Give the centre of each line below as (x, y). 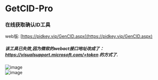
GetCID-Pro (29, 9)
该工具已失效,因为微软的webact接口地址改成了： (54, 49)
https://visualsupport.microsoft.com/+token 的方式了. (62, 55)
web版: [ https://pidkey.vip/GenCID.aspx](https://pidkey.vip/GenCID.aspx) (79, 36)
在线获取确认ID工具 (28, 25)
